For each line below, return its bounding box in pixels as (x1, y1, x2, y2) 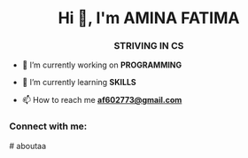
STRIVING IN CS (113, 40, 184, 52)
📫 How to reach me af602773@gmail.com (21, 95, 182, 106)
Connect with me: (9, 120, 88, 132)
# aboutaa (9, 140, 47, 151)
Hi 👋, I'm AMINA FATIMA (58, 8, 240, 28)
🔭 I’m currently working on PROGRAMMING (21, 59, 182, 70)
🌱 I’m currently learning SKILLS (21, 77, 136, 88)
